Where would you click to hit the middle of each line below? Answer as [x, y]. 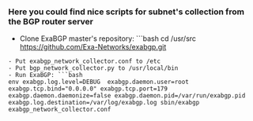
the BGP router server [51, 21]
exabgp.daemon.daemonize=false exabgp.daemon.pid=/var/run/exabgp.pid [127, 96]
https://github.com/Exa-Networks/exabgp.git [93, 47]
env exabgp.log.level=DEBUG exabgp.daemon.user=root [99, 82]
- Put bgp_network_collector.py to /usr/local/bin [93, 68]
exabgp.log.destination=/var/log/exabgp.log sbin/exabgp [104, 103]
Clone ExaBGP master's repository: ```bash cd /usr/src [108, 38]
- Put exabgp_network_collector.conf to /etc [84, 61]
